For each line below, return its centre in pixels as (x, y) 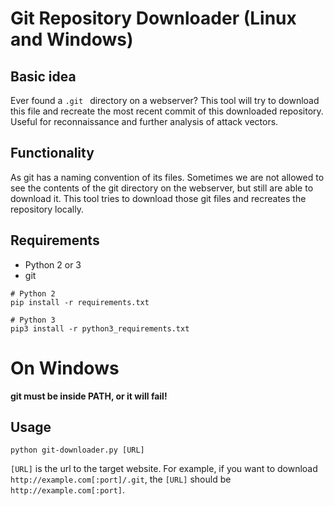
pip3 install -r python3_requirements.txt (100, 328)
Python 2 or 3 (53, 264)
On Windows (65, 368)
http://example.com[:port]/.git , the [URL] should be (121, 479)
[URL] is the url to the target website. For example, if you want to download (164, 469)
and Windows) (72, 39)
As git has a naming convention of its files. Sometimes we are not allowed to (167, 177)
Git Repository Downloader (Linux (153, 18)
